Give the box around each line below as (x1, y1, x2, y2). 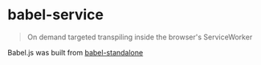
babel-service (7, 6, 104, 24)
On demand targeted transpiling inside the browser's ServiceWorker (27, 32, 253, 42)
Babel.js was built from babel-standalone (7, 47, 144, 57)
